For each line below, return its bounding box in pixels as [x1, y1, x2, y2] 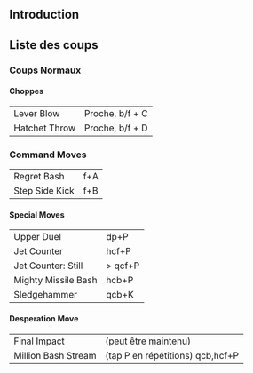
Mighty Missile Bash [13, 274, 98, 287]
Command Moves [9, 148, 87, 161]
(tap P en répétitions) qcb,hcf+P [105, 349, 240, 361]
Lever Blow [13, 107, 60, 119]
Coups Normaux [9, 64, 82, 76]
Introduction [9, 7, 80, 22]
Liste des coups [9, 37, 99, 52]
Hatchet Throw [13, 122, 76, 134]
